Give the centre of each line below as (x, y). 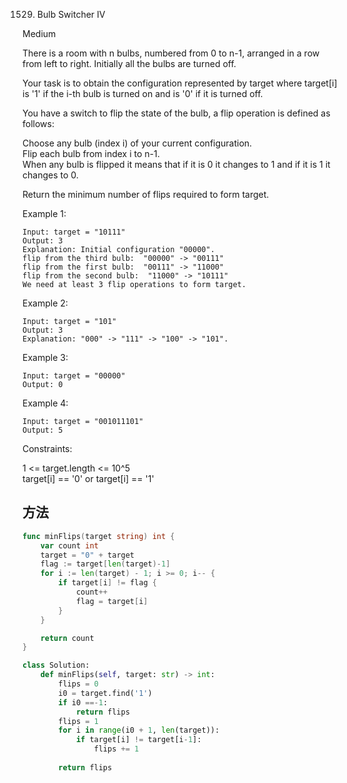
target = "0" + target (87, 555)
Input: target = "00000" (74, 376)
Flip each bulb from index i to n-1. (91, 153)
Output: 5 (43, 430)
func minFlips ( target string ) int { (98, 536)
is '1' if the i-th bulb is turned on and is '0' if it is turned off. (143, 93)
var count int (69, 545)
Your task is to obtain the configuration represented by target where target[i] (180, 83)
